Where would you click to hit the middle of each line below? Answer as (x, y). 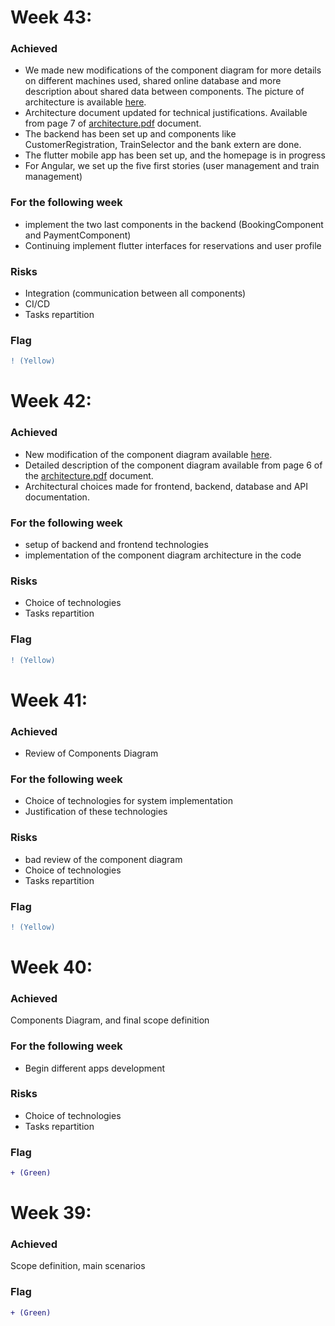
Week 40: (51, 967)
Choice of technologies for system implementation (128, 801)
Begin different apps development (95, 1068)
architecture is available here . (85, 102)
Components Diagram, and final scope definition (110, 1020)
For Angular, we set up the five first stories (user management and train (172, 166)
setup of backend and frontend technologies (116, 545)
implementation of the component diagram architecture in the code (163, 555)
